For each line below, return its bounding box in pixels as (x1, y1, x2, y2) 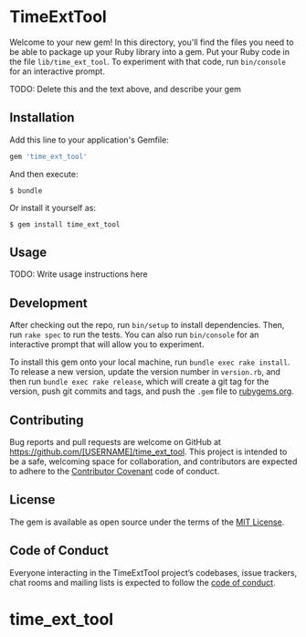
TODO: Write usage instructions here (9, 269, 148, 280)
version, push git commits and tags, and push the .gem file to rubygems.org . (9, 386, 295, 397)
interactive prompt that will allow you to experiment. (9, 339, 205, 350)
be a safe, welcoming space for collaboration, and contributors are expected (9, 456, 298, 467)
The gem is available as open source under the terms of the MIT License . (9, 516, 285, 527)
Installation (9, 110, 75, 125)
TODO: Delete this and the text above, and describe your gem (9, 83, 242, 94)
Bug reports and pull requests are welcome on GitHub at (9, 437, 222, 448)
